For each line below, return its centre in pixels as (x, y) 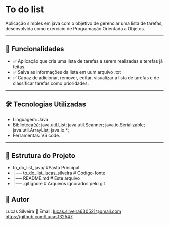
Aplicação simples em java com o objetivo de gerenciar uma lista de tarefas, (84, 23)
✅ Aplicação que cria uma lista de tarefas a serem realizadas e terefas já (88, 61)
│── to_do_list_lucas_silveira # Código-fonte (59, 173)
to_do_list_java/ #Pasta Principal (46, 168)
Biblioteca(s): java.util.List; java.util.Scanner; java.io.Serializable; (79, 125)
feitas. (19, 67)
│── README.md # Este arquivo (46, 178)
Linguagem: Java (30, 119)
